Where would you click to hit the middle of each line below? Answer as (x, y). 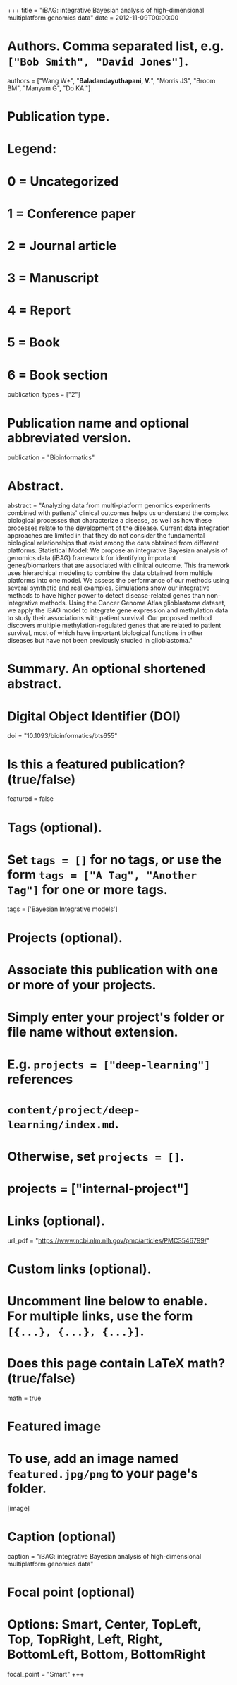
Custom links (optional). (79, 1269)
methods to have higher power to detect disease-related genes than (107, 596)
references (40, 1080)
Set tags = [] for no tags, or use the (115, 859)
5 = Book (34, 343)
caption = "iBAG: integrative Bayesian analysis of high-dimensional (104, 1557)
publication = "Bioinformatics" (51, 457)
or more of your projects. (82, 985)
